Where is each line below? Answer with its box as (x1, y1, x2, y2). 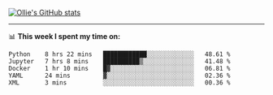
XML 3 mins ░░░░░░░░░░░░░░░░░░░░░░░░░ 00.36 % (8, 79, 231, 87)
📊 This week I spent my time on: (8, 32, 120, 41)
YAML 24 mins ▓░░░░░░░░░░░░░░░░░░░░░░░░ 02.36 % (8, 71, 231, 80)
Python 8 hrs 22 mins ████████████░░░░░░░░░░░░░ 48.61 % (8, 50, 231, 58)
